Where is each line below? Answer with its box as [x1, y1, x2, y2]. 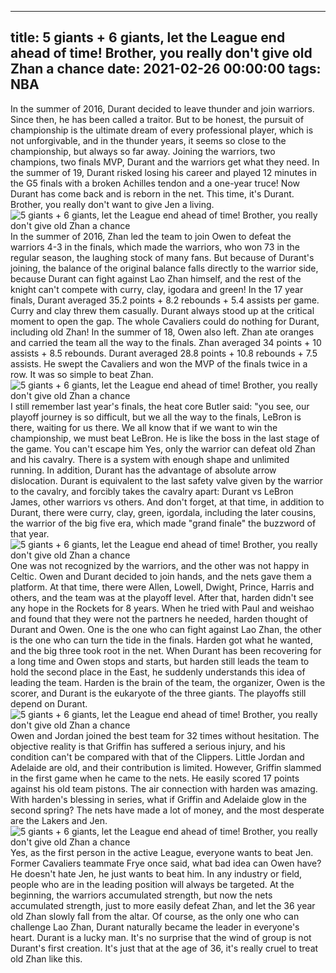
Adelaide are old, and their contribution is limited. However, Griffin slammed [10, 761, 322, 773]
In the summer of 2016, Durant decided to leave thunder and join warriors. [10, 102, 315, 115]
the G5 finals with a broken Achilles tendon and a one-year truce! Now [10, 177, 300, 189]
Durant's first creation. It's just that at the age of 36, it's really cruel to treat [10, 942, 319, 954]
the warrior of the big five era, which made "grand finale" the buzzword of [10, 517, 317, 529]
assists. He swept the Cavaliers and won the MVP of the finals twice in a [10, 357, 308, 370]
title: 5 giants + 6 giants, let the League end [10, 29, 286, 46]
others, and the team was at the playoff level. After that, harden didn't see [10, 591, 314, 603]
